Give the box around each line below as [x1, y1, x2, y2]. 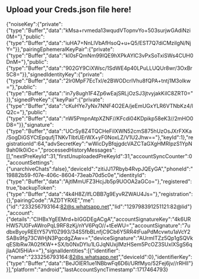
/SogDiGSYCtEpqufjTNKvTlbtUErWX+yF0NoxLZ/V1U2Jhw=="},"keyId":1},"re [6, 133, 194, 141]
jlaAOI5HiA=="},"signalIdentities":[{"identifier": [6, 247, 120, 254]
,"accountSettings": [6, 159, 54, 166]
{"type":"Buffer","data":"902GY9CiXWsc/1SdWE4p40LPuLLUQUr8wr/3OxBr [6, 65, 193, 72]
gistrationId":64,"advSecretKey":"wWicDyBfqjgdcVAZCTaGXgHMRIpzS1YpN [6, 140, 192, 147]
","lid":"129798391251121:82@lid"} [109, 203, 192, 210]
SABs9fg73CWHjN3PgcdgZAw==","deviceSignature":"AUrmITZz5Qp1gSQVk [6, 234, 193, 242]
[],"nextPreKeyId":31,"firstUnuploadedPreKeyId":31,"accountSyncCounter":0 [6, 152, 192, 159]
